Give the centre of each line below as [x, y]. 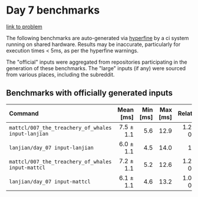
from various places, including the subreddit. [60, 74]
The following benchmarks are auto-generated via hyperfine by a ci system [98, 38]
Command [24, 113]
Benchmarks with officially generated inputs [89, 93]
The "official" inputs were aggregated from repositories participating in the [97, 62]
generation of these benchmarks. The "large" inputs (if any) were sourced [96, 68]
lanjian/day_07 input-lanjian [52, 147]
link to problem [24, 27]
